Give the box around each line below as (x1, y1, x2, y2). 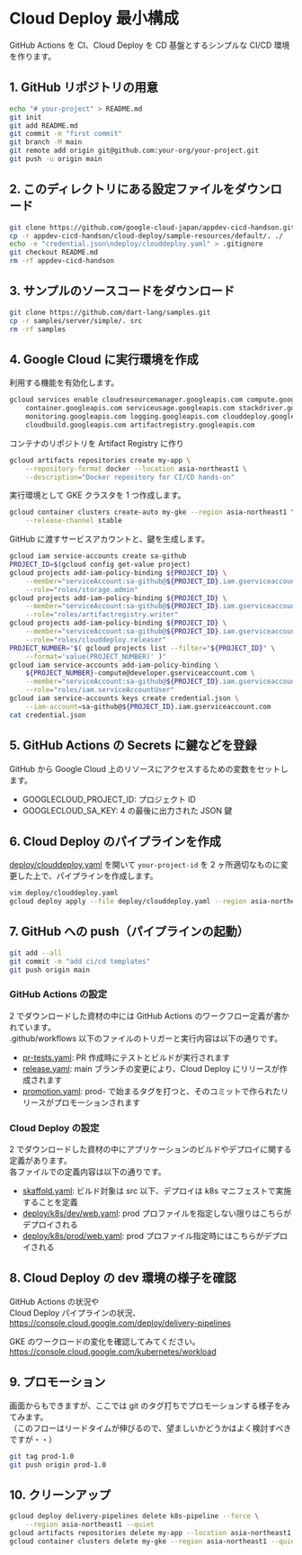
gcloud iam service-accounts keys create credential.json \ (9, 694, 240, 703)
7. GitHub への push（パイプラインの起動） (9, 924, 250, 939)
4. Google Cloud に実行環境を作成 (9, 352, 200, 367)
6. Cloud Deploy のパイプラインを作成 (9, 833, 222, 849)
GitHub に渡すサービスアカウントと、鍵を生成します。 (9, 534, 209, 544)
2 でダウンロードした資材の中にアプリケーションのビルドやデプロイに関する (9, 1144, 292, 1155)
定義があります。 (9, 1155, 72, 1166)
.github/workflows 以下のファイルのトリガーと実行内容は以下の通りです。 (9, 1032, 283, 1044)
